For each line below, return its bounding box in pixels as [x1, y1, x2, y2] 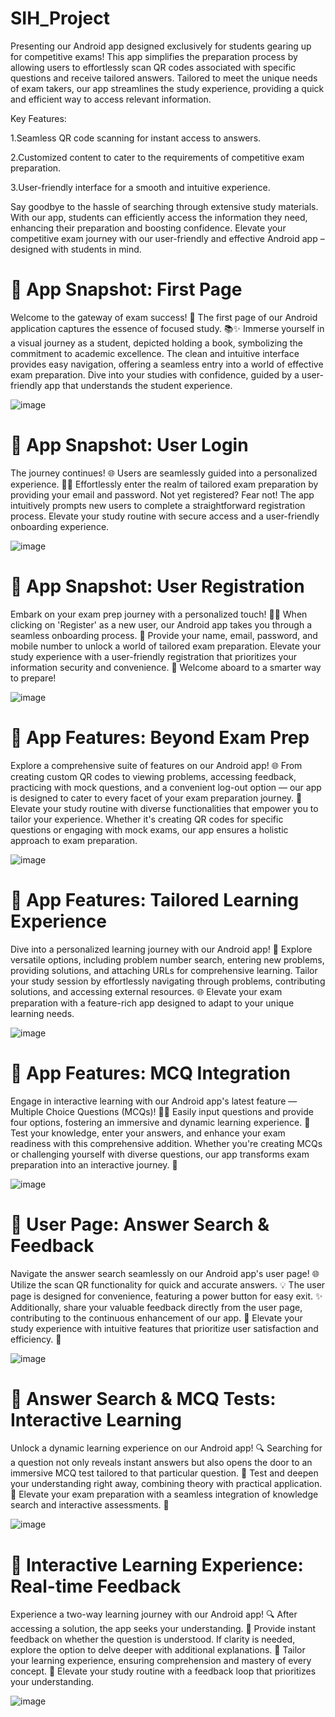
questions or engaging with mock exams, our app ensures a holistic [10, 823, 289, 836]
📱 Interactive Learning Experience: [10, 1553, 304, 1576]
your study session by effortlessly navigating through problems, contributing [10, 975, 326, 987]
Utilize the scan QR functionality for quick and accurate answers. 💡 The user [10, 1278, 326, 1291]
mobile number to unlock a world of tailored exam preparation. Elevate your [10, 640, 322, 652]
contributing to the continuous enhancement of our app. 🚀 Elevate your [10, 1312, 303, 1324]
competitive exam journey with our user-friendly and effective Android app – [10, 232, 325, 244]
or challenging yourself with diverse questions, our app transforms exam [10, 1148, 310, 1160]
